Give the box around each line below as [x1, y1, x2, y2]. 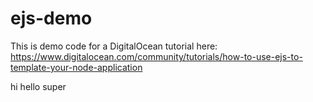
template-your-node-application [10, 61, 143, 73]
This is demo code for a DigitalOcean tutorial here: [10, 40, 218, 52]
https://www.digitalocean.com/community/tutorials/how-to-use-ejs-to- [10, 50, 303, 62]
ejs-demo [10, 7, 93, 30]
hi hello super [10, 80, 67, 92]
